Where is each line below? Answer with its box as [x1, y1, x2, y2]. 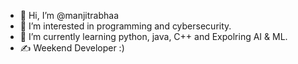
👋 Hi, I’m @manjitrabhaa [19, 10, 119, 21]
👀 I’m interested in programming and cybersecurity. [19, 20, 232, 32]
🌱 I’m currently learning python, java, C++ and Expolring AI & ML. [19, 31, 288, 42]
